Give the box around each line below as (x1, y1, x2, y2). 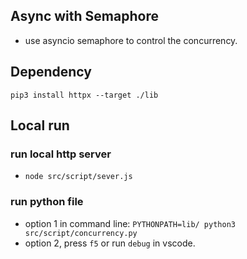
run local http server (10, 147, 112, 161)
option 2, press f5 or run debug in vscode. (24, 237, 196, 249)
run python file (10, 195, 84, 209)
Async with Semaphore (10, 8, 159, 25)
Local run (10, 117, 70, 134)
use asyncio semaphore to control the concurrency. (24, 34, 238, 46)
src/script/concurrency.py (24, 228, 138, 238)
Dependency (10, 64, 92, 81)
